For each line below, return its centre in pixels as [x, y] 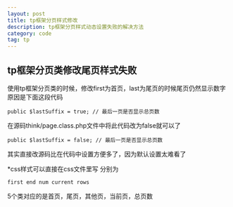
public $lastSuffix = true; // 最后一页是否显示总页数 [83, 112]
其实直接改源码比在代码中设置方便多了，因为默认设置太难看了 [97, 154]
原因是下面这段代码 [35, 97]
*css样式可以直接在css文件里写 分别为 [63, 168]
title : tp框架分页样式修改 [43, 20]
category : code [30, 33]
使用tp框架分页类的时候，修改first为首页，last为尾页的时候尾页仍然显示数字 [117, 88]
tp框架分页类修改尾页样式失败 [72, 70]
